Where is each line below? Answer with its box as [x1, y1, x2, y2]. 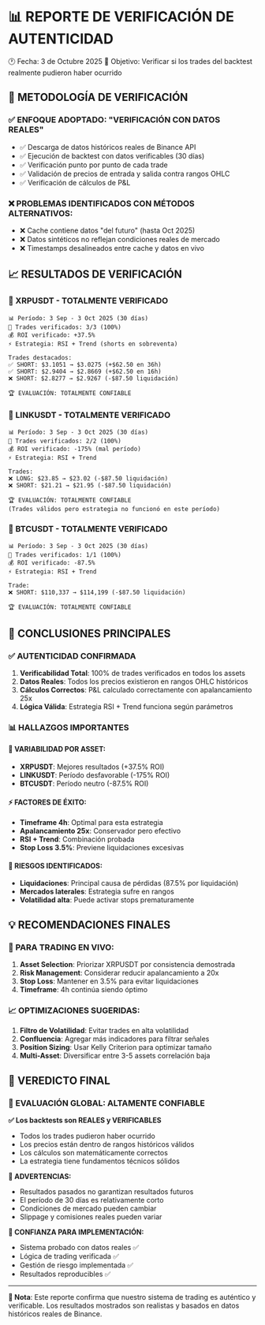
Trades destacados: [8, 353, 73, 361]
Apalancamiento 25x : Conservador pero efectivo [19, 827, 181, 836]
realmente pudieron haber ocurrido [8, 68, 122, 77]
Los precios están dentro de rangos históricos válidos [19, 1140, 195, 1149]
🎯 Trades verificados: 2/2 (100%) [8, 437, 122, 445]
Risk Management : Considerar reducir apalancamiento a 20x [19, 969, 219, 978]
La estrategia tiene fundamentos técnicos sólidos [19, 1156, 180, 1166]
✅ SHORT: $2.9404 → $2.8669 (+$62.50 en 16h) [8, 368, 162, 375]
